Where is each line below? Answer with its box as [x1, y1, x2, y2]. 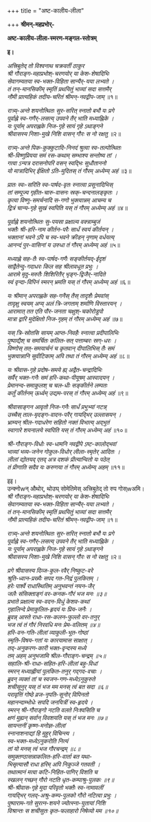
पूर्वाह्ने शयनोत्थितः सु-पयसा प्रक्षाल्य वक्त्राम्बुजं [7, 218, 101, 225]
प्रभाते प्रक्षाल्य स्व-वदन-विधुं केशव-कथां [7, 597, 90, 606]
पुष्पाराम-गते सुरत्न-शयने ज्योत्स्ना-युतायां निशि [7, 799, 106, 807]
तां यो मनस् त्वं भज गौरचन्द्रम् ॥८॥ [7, 745, 81, 752]
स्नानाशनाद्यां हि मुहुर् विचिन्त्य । [7, 729, 75, 737]
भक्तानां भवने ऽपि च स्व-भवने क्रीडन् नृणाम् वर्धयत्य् [7, 233, 115, 241]
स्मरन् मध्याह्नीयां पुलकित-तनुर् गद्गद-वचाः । [7, 667, 102, 675]
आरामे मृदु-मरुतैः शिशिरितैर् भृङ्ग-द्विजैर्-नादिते [7, 270, 106, 278]
